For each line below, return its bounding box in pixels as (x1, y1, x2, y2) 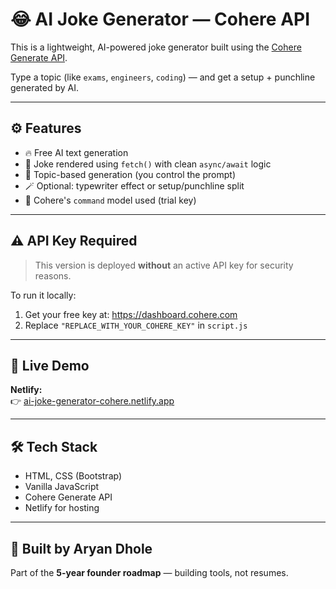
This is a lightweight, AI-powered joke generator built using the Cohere (10, 41, 302, 53)
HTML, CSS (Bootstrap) (24, 470, 123, 482)
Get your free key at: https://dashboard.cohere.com (24, 308, 238, 320)
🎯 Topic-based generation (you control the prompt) (24, 168, 236, 180)
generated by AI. (10, 81, 79, 93)
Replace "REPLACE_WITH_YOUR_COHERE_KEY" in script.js (24, 319, 248, 331)
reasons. (34, 269, 72, 282)
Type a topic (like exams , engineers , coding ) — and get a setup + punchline (10, 71, 316, 83)
